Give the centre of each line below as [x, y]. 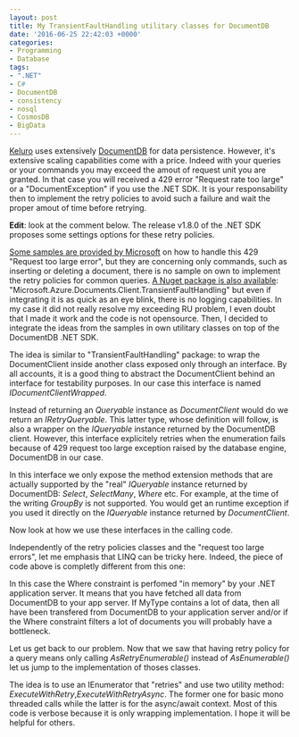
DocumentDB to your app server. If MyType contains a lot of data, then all [144, 603]
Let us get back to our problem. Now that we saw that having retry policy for [149, 648]
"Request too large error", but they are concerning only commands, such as [148, 261]
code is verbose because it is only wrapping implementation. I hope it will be [150, 713]
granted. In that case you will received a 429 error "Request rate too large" [146, 179]
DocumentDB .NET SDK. [54, 337]
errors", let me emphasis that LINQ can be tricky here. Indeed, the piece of [146, 557]
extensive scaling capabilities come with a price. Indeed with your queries [145, 160]
